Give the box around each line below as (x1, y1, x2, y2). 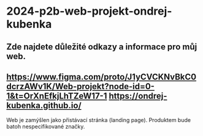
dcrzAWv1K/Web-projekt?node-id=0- (6, 81, 155, 91)
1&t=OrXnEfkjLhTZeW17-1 (6, 90, 107, 101)
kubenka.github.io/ (6, 100, 82, 110)
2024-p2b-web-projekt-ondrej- (6, 4, 172, 18)
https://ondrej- (109, 90, 167, 101)
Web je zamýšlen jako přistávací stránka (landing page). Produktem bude (6, 116, 191, 124)
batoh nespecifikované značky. (6, 123, 85, 131)
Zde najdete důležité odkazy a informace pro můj (6, 41, 197, 52)
